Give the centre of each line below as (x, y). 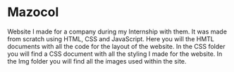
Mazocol (33, 12)
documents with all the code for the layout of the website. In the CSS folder (116, 46)
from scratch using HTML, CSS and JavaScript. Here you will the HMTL (111, 38)
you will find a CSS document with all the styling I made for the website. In (115, 54)
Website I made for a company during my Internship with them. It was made (117, 31)
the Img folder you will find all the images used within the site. (97, 61)
